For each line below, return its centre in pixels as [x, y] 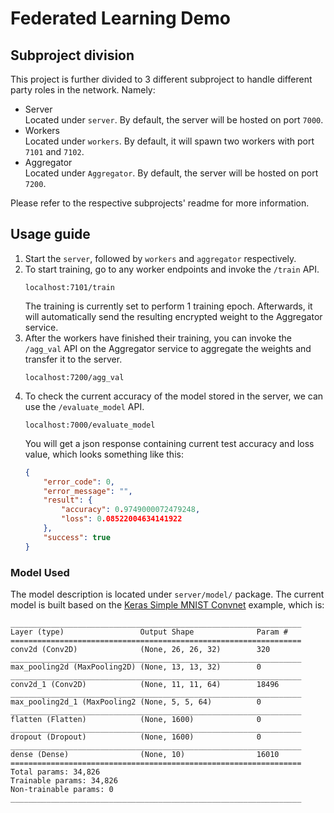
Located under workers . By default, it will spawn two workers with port [169, 141]
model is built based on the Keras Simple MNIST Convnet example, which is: [167, 604]
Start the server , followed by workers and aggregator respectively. [160, 258]
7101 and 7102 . [54, 151]
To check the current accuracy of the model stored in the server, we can [174, 396]
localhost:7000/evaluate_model [90, 425]
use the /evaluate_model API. [84, 406]
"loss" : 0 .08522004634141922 [122, 519]
